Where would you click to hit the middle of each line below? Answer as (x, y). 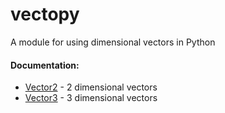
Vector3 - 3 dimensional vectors (91, 98)
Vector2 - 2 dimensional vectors (91, 87)
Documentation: (45, 65)
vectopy (45, 14)
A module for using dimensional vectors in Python (113, 42)
